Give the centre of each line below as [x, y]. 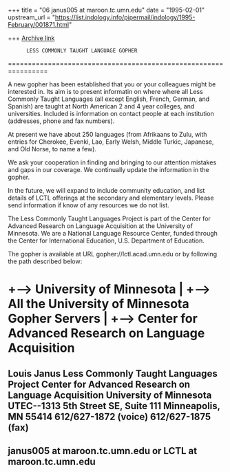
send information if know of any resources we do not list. [88, 205]
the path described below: [45, 261]
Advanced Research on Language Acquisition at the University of [101, 226]
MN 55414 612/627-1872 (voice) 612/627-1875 [109, 416]
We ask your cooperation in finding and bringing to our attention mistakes [112, 162]
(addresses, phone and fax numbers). [61, 121]
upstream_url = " [32, 17]
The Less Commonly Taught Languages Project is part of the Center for [109, 218]
